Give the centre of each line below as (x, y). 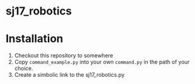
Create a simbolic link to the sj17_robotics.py (69, 75)
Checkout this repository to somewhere (64, 56)
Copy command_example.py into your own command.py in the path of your (102, 62)
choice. (24, 68)
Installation (35, 39)
